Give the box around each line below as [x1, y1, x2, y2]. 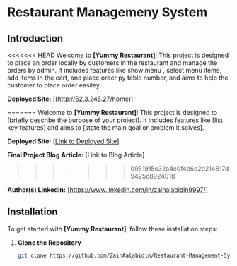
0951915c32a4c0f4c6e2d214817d [130, 164, 229, 173]
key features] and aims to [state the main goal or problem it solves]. [7, 123, 204, 131]
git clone [17, 252, 47, 259]
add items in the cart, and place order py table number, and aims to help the [7, 73, 229, 82]
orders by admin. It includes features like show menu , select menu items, [7, 66, 221, 74]
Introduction [7, 32, 64, 44]
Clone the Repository [17, 238, 81, 247]
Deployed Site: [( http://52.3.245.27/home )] [7, 95, 134, 103]
